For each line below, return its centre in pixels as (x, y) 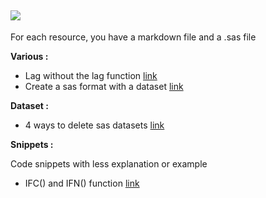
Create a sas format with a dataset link (104, 86)
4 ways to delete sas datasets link (94, 125)
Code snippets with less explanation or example (109, 163)
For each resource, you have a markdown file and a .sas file (133, 37)
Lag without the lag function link (91, 75)
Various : (29, 56)
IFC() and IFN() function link (82, 183)
